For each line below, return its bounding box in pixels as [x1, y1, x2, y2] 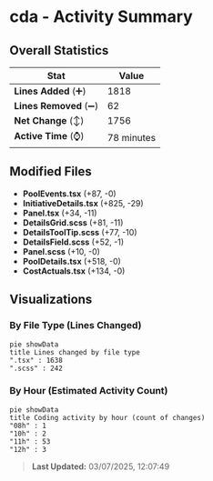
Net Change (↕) [14, 115, 85, 126]
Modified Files [9, 164, 93, 179]
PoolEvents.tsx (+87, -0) [22, 188, 117, 199]
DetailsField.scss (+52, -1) [22, 236, 125, 247]
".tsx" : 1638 [9, 356, 64, 365]
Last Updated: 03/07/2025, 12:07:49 [31, 461, 170, 472]
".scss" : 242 [9, 364, 64, 373]
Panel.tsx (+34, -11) [22, 207, 97, 218]
